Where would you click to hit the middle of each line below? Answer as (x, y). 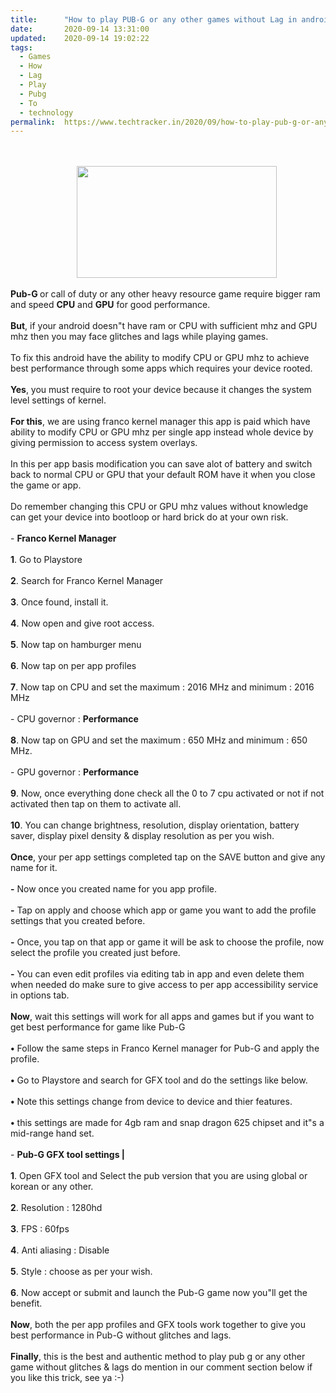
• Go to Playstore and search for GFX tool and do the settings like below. (159, 1080)
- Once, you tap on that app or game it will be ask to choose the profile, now (167, 942)
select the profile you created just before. (95, 953)
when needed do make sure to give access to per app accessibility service (164, 985)
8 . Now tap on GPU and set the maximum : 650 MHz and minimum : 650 (159, 740)
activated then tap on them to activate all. (96, 804)
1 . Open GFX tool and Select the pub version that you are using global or (159, 1176)
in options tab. (40, 995)
